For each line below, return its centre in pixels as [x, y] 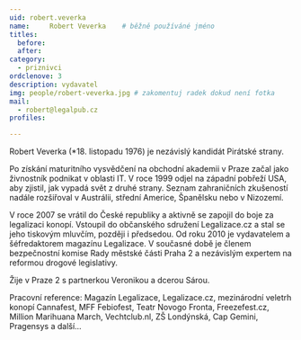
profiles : [28, 118]
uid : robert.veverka [48, 18]
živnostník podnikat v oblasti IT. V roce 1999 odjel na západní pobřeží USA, [148, 179]
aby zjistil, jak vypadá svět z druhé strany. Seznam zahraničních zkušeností [149, 188]
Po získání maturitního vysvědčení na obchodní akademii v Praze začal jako [149, 169]
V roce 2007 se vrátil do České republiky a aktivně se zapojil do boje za [142, 215]
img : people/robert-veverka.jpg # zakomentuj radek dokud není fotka [142, 93]
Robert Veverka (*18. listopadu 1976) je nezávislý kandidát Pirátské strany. [147, 152]
